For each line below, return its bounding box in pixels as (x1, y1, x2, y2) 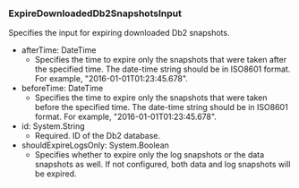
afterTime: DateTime (21, 45, 97, 56)
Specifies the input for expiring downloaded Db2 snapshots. (8, 28, 230, 38)
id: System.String (21, 121, 86, 132)
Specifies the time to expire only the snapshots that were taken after (34, 55, 287, 65)
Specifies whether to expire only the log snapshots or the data (34, 150, 265, 160)
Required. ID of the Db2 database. (34, 131, 161, 141)
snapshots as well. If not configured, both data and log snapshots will (34, 159, 291, 170)
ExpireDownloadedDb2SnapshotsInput (8, 7, 183, 20)
